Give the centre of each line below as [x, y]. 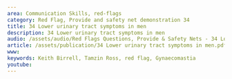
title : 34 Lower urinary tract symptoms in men [77, 26]
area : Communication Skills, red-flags [65, 13]
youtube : [20, 65]
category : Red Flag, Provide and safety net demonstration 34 [98, 20]
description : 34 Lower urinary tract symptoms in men [86, 33]
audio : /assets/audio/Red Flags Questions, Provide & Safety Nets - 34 [112, 39]
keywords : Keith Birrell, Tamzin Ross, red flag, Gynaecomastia [101, 58]
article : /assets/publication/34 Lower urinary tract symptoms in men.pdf [117, 45]
